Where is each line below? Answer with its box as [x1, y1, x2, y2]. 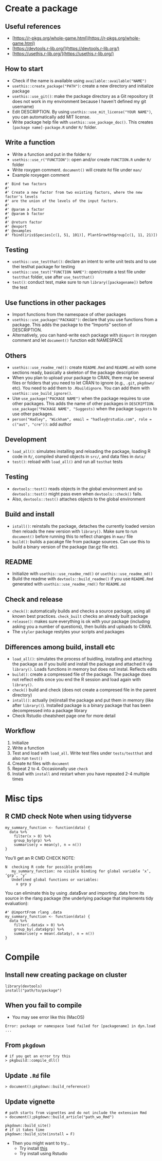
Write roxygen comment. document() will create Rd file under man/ [12, 166, 142, 173]
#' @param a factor [5, 207, 45, 212]
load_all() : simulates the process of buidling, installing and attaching [12, 656, 152, 662]
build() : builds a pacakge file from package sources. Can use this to [12, 538, 150, 544]
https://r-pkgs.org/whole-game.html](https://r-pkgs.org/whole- [14, 35, 141, 41]
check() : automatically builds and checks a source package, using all [12, 608, 151, 614]
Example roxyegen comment [12, 172, 70, 178]
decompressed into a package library [12, 707, 88, 713]
